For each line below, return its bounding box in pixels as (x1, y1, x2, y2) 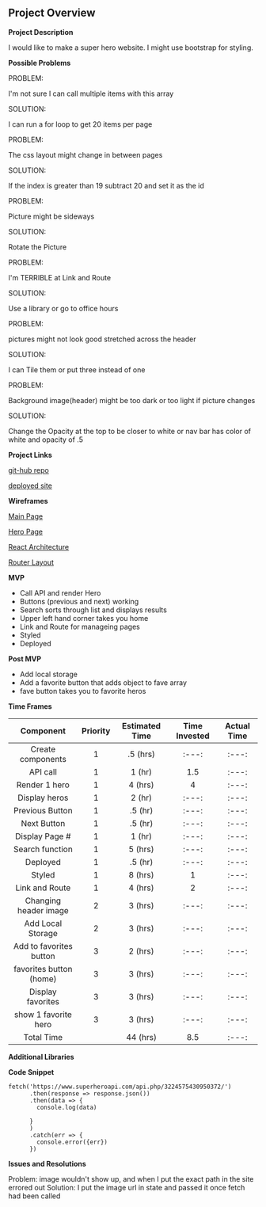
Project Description (8, 27, 74, 36)
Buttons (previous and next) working (19, 596, 139, 606)
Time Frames (8, 701, 53, 711)
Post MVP (8, 653, 42, 664)
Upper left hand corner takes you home (19, 613, 149, 623)
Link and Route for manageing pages (19, 622, 140, 631)
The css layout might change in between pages (8, 150, 163, 159)
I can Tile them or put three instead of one (8, 364, 146, 375)
